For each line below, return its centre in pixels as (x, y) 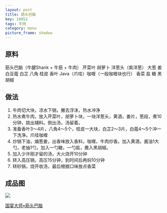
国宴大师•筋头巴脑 (24, 206)
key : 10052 (16, 19)
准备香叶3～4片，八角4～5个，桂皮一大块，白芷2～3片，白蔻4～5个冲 (85, 129)
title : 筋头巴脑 (20, 14)
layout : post (19, 10)
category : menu (21, 28)
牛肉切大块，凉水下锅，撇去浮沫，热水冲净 (56, 110)
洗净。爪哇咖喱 (32, 135)
